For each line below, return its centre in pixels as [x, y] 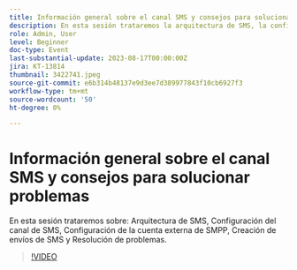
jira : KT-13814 [37, 67]
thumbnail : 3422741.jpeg [55, 75]
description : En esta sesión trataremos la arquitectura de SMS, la [138, 26]
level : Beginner [39, 42]
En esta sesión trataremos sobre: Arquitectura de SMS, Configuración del [143, 221]
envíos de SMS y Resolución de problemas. [88, 240]
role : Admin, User [43, 34]
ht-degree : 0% [35, 108]
